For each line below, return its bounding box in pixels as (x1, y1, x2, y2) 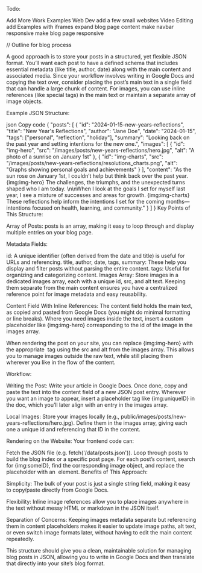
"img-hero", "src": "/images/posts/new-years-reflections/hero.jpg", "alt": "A (6, 147, 195, 154)
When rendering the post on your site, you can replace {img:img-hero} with (6, 340, 194, 346)
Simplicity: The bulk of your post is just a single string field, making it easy (6, 480, 191, 487)
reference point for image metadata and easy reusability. (6, 290, 147, 298)
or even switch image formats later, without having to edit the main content (6, 529, 192, 536)
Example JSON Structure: (6, 110, 70, 116)
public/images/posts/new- (120, 413, 187, 420)
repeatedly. (6, 536, 34, 542)
